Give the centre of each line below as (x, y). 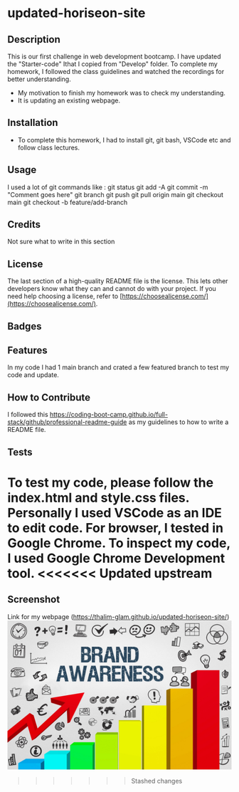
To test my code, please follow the (111, 482)
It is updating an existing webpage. (69, 100)
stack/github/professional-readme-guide (67, 422)
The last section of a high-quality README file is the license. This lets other (118, 281)
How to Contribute (49, 397)
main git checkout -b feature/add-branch (68, 202)
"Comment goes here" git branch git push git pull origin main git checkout (116, 194)
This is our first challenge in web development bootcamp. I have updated (115, 56)
